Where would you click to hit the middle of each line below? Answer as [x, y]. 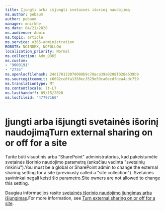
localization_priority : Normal [38, 51]
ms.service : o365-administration [40, 42]
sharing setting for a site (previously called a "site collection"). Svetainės [80, 173]
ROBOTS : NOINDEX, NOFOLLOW [33, 47]
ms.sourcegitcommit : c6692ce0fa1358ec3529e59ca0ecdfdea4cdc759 [72, 79]
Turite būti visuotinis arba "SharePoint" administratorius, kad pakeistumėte [82, 157]
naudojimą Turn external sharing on [79, 133]
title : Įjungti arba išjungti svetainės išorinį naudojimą [68, 10]
